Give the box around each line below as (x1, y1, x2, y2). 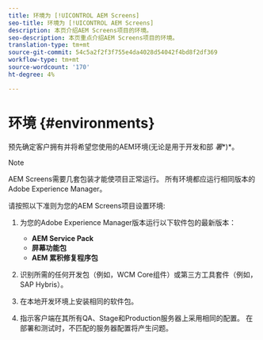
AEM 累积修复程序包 (31, 253, 98, 262)
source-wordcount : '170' (8, 63, 90, 71)
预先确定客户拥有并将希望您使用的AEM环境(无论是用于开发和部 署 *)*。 (8, 142, 239, 151)
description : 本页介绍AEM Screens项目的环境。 (8, 26, 153, 34)
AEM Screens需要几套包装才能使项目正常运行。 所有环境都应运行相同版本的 (8, 174, 256, 183)
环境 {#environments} (8, 114, 155, 132)
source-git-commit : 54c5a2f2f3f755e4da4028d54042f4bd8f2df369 (8, 48, 218, 56)
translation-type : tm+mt (8, 41, 90, 49)
